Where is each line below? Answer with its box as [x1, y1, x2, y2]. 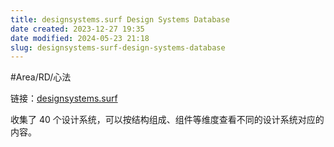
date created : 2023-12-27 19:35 [10, 24, 145, 34]
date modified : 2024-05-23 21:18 [10, 33, 150, 43]
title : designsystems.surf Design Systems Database [10, 14, 230, 25]
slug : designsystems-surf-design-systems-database [10, 42, 226, 53]
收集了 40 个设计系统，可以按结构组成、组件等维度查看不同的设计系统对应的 [10, 114, 325, 126]
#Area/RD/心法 [10, 71, 72, 83]
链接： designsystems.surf [10, 92, 118, 105]
